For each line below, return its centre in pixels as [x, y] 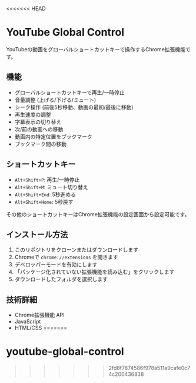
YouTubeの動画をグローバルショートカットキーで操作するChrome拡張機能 [96, 49]
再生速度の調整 [33, 114]
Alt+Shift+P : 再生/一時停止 [47, 180]
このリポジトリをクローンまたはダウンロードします [77, 250]
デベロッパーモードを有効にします [56, 265]
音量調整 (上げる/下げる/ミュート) [55, 100]
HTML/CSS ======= [41, 328]
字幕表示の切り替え [38, 122]
